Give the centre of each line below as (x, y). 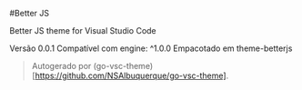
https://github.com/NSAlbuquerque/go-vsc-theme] (131, 75)
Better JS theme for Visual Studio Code (83, 30)
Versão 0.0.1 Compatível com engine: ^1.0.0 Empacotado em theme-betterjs (151, 48)
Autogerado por (61, 66)
